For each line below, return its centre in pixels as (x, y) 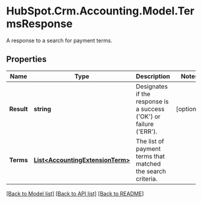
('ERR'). (147, 132)
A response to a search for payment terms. (59, 40)
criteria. (147, 178)
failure (145, 124)
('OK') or (148, 117)
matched (148, 163)
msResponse (40, 24)
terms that (151, 156)
